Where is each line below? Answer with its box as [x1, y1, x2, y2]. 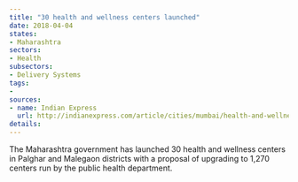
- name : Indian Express [9, 103, 98, 112]
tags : [9, 79, 29, 87]
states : [9, 29, 38, 38]
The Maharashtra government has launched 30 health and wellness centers [9, 144, 286, 155]
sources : [9, 95, 42, 104]
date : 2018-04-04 [9, 21, 74, 30]
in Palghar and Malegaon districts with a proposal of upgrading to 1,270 [9, 154, 271, 163]
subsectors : [9, 63, 53, 72]
